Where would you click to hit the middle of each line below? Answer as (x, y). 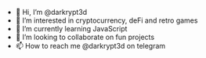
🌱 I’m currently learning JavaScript (71, 29)
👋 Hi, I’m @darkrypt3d (51, 12)
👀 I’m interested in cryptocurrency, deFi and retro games (107, 20)
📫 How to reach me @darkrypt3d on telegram (90, 46)
